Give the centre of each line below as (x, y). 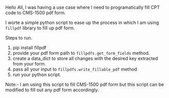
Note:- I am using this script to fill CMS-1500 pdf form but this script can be (85, 84)
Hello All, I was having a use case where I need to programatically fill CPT (83, 7)
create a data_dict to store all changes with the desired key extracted (85, 58)
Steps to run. (19, 38)
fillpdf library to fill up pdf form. (40, 28)
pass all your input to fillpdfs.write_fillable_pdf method (75, 69)
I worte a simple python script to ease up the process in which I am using (82, 23)
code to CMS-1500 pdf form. (35, 13)
